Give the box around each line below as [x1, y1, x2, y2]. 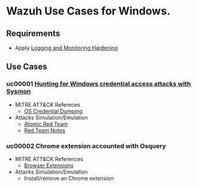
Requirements [6, 28, 60, 39]
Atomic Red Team [23, 120, 68, 127]
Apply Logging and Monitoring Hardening [14, 44, 118, 51]
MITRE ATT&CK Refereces [14, 101, 80, 108]
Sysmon [6, 87, 31, 96]
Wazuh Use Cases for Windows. [6, 4, 170, 18]
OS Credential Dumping [23, 107, 83, 115]
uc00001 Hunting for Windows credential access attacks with [6, 80, 192, 88]
